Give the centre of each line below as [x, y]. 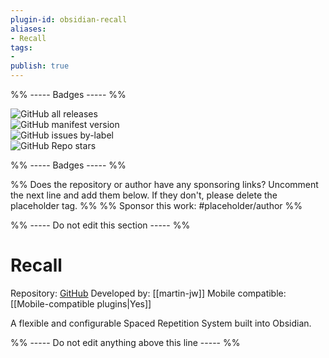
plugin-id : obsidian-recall [69, 19]
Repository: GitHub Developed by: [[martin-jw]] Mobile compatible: [148, 293]
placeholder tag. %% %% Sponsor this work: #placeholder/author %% [156, 205]
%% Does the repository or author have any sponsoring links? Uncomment [164, 184]
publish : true [40, 66]
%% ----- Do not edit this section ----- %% [100, 225]
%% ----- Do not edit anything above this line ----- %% [125, 342]
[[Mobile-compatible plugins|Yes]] [81, 303]
